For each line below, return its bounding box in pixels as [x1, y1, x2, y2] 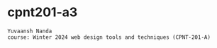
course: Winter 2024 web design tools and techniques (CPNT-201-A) [7, 33, 211, 41]
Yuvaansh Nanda [7, 28, 52, 35]
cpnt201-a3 [7, 4, 78, 20]
